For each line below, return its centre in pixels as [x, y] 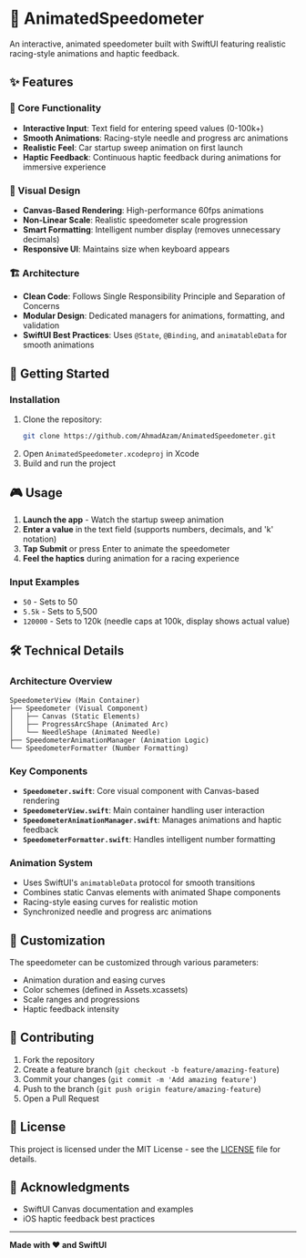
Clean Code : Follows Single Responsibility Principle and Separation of [154, 296]
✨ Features [41, 82]
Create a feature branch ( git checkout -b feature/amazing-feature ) [151, 1069]
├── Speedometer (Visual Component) [79, 708]
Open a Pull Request [61, 1098]
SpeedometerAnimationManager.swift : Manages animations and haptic [152, 820]
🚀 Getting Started [60, 373]
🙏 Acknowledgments [70, 1187]
